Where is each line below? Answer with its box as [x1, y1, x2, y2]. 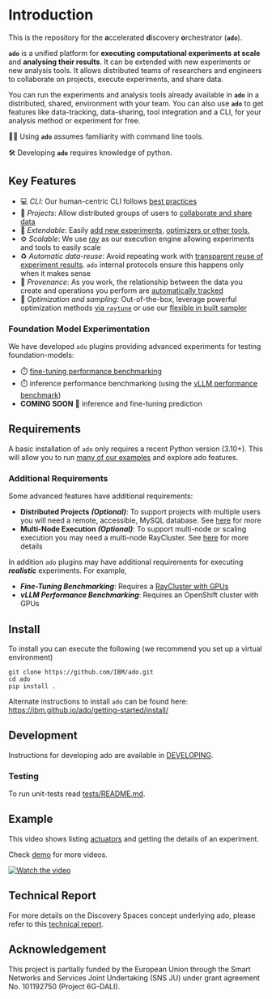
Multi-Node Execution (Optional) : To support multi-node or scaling [19, 524, 247, 534]
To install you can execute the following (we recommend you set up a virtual [8, 644, 263, 653]
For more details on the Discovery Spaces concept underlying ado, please [8, 911, 256, 920]
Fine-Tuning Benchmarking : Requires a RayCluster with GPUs [19, 582, 229, 592]
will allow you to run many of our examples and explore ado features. [8, 452, 239, 462]
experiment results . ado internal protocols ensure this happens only [19, 260, 244, 269]
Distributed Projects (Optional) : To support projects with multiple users [19, 507, 261, 517]
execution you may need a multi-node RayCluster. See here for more [19, 533, 249, 543]
